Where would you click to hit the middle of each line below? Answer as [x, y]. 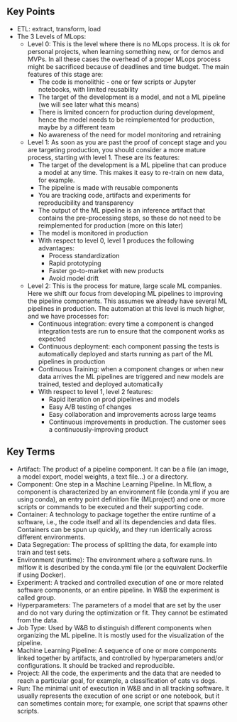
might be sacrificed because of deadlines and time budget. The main [128, 66]
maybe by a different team [77, 127]
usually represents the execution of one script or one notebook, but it [118, 696]
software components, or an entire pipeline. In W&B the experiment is [118, 590]
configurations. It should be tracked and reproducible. [96, 665]
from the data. [38, 620]
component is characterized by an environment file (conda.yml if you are [123, 492]
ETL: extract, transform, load [59, 28]
